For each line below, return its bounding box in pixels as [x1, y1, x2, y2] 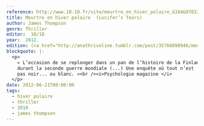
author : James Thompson [6, 20, 67, 26]
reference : [6, 8, 34, 15]
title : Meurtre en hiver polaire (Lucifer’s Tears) [6, 15, 143, 21]
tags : [6, 88, 20, 94]
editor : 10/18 [6, 31, 45, 38]
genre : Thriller [6, 25, 47, 32]
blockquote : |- [6, 48, 45, 55]
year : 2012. [6, 37, 39, 43]
